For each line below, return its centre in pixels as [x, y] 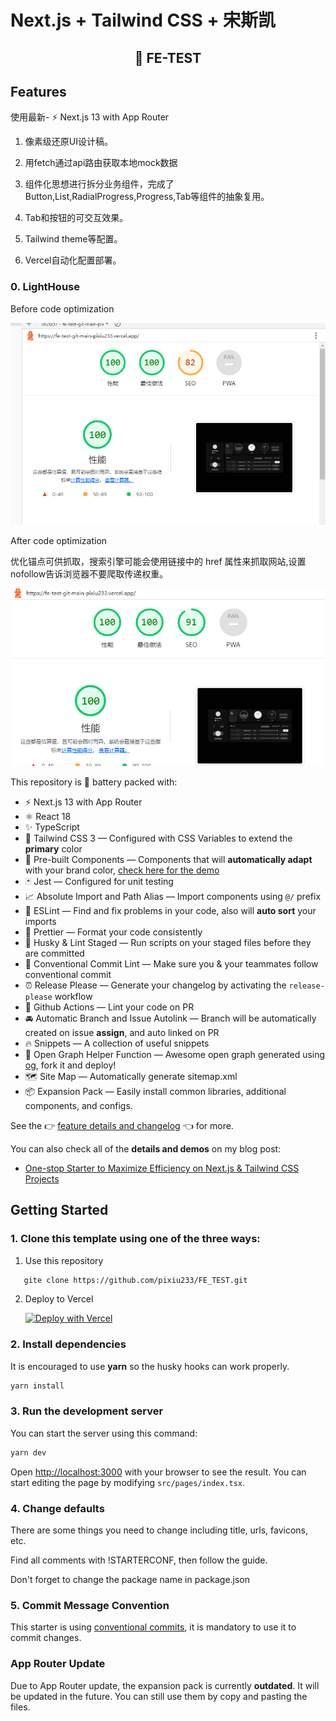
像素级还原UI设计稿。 [68, 142]
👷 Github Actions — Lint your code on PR [109, 1007]
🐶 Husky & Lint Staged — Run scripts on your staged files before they [168, 942]
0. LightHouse [45, 287]
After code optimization [59, 541]
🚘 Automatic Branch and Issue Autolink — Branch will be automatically [170, 1018]
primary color [53, 848]
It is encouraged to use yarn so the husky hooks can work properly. [150, 1366]
